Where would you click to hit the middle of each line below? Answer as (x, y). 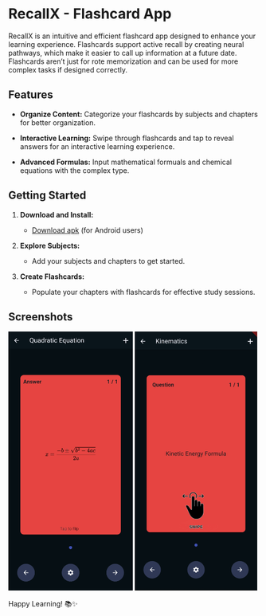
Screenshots (41, 317)
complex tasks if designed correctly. (68, 69)
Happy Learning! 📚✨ (43, 604)
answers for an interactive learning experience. (97, 146)
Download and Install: (57, 214)
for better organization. (58, 122)
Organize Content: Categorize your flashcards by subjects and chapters (139, 114)
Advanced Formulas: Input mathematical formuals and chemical (126, 162)
